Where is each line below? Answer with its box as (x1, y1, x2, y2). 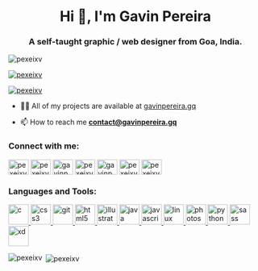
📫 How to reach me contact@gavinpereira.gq (19, 117, 177, 127)
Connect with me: (8, 140, 80, 152)
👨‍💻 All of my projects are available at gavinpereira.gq (19, 101, 197, 111)
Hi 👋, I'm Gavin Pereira (59, 7, 212, 26)
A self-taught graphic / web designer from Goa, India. (28, 36, 243, 48)
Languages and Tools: (8, 186, 97, 197)
